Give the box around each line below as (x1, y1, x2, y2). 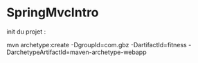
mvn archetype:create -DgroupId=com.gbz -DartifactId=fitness (6, 40, 188, 49)
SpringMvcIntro (6, 5, 99, 21)
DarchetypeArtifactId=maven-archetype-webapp (6, 48, 147, 56)
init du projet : (6, 27, 46, 36)
